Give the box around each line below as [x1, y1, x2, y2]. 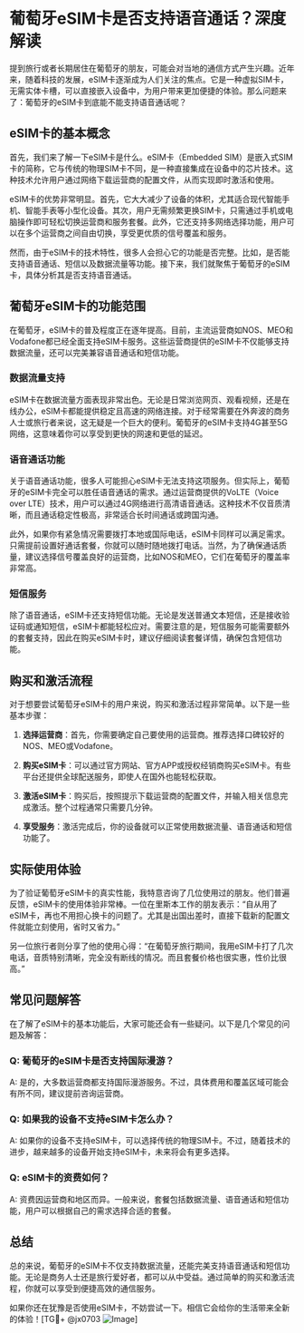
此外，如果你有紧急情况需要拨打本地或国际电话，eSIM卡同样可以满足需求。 [9, 529, 290, 540]
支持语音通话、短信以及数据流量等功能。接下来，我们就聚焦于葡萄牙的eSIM [9, 258, 290, 268]
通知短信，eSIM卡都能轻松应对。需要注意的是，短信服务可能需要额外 [33, 621, 290, 632]
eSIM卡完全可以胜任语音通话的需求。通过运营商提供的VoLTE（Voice [24, 487, 279, 498]
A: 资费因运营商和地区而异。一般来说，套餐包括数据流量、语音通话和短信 [9, 1193, 281, 1204]
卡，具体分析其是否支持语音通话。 [9, 269, 137, 280]
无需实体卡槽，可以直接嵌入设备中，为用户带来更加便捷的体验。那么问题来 [9, 85, 287, 96]
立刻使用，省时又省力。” [33, 921, 120, 932]
